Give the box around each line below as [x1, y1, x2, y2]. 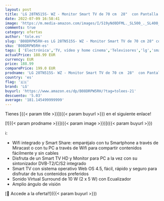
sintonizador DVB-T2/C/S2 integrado [12, 161, 86, 166]
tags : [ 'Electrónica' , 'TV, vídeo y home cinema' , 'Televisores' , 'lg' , [5, 48, 152, 53]
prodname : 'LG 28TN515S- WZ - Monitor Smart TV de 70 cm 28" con [5, 71, 145, 75]
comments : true [5, 25, 36, 30]
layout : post [5, 7, 32, 12]
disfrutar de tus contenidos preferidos [12, 171, 89, 177]
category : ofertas [5, 30, 42, 35]
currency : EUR [5, 57, 34, 62]
